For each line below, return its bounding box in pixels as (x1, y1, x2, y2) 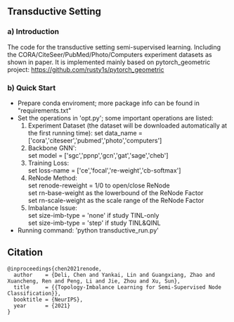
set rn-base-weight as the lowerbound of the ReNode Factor (27, 188, 204, 197)
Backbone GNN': (27, 144, 77, 152)
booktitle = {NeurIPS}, (13, 296, 83, 303)
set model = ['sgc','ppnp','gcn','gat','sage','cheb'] (27, 151, 169, 159)
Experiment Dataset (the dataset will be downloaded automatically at (27, 121, 227, 130)
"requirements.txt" (17, 106, 72, 115)
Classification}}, (7, 290, 61, 297)
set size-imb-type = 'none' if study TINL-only (27, 211, 160, 219)
